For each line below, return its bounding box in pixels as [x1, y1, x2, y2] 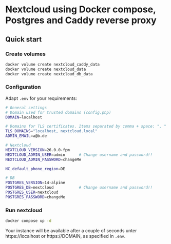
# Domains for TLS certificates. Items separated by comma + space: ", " [5, 124, 167, 129]
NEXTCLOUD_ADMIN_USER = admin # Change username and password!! [5, 152, 153, 157]
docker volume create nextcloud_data [5, 67, 86, 72]
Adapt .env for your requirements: [5, 95, 77, 101]
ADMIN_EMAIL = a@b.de [5, 133, 47, 139]
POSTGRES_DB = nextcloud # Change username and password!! [5, 185, 153, 190]
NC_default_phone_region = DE [5, 166, 66, 171]
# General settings [5, 105, 47, 110]
